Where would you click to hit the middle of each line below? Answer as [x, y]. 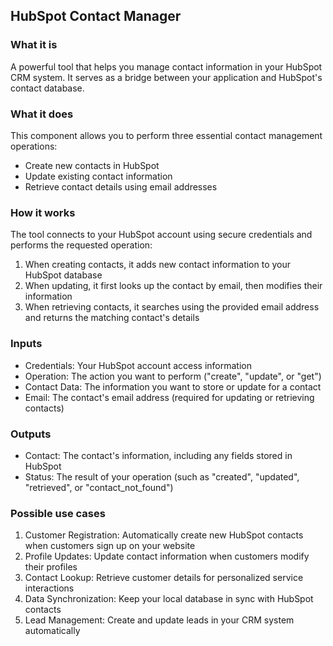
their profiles [51, 567]
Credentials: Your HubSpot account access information [138, 365]
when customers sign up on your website [110, 546]
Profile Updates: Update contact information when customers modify [167, 556]
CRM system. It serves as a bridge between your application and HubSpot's [166, 77]
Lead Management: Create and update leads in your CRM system [159, 620]
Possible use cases [58, 513]
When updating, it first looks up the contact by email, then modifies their [173, 286]
